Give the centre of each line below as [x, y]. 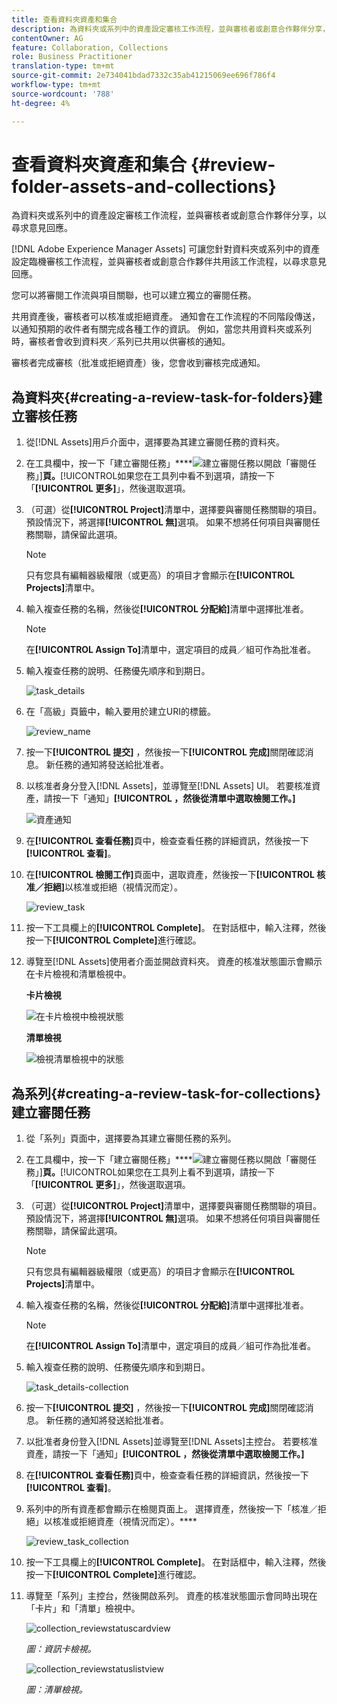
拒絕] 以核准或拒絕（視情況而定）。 [113, 887]
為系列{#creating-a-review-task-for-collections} [166, 1093]
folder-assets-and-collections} [144, 186]
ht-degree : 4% [41, 103]
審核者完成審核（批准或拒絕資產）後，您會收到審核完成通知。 [138, 363]
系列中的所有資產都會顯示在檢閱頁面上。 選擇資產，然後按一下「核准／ [171, 1509]
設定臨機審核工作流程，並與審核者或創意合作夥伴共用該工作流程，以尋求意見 [169, 262]
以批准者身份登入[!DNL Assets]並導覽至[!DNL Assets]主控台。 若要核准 [172, 1442]
